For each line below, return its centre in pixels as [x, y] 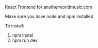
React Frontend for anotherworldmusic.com [49, 7]
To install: [15, 26]
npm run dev [25, 40]
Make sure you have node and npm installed [49, 16]
